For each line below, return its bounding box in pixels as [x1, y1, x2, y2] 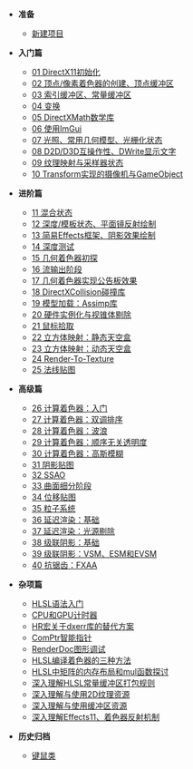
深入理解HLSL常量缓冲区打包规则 [31, 677, 156, 688]
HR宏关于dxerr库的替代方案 [31, 621, 134, 631]
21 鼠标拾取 [31, 321, 74, 331]
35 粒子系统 [31, 503, 76, 513]
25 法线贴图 [31, 365, 76, 375]
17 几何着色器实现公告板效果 [31, 276, 138, 286]
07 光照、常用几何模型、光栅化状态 [31, 135, 163, 145]
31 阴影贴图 [31, 460, 74, 470]
